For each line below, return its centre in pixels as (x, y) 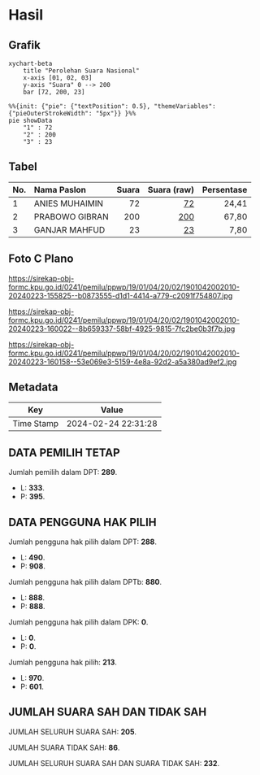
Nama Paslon (60, 189)
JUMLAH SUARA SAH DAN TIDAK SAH (108, 712)
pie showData (30, 120)
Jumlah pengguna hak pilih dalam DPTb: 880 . (85, 582)
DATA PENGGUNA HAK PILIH (82, 522)
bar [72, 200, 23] (54, 92)
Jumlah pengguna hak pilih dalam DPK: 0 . (78, 622)
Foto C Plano (41, 259)
